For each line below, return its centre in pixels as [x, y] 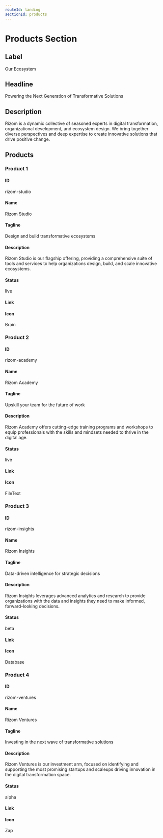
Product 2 [17, 338]
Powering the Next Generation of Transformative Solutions [64, 96]
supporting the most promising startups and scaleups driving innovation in [80, 769]
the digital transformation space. [38, 775]
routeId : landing [23, 10]
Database [15, 662]
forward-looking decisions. [32, 606]
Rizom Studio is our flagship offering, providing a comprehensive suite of [79, 258]
